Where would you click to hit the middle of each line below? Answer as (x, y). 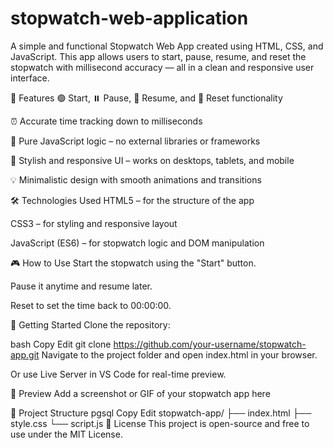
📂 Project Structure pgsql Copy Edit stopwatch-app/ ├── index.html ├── (161, 413)
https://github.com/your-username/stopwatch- (210, 344)
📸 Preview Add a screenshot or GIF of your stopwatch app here (140, 393)
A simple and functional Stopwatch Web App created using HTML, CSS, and (167, 46)
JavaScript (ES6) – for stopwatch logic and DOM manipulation (137, 243)
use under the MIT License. (66, 434)
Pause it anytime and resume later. (81, 286)
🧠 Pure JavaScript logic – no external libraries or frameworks (135, 141)
